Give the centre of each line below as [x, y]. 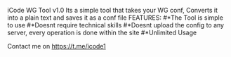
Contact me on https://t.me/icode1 [57, 46]
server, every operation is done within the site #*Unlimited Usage [102, 32]
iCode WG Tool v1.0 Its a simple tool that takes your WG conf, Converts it [113, 10]
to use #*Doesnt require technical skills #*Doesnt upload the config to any [116, 25]
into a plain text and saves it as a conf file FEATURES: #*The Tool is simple [115, 18]
